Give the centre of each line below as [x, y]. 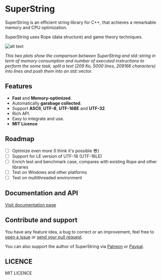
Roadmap [20, 139]
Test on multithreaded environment [47, 177]
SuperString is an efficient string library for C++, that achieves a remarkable [81, 22]
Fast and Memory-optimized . [42, 98]
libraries [20, 167]
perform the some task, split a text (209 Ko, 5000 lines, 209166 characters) [80, 66]
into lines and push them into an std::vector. [49, 71]
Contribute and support [41, 220]
